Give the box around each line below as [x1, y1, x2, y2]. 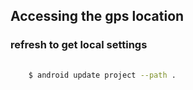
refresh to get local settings [10, 38, 148, 52]
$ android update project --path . [28, 70, 177, 80]
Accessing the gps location [10, 8, 185, 25]
